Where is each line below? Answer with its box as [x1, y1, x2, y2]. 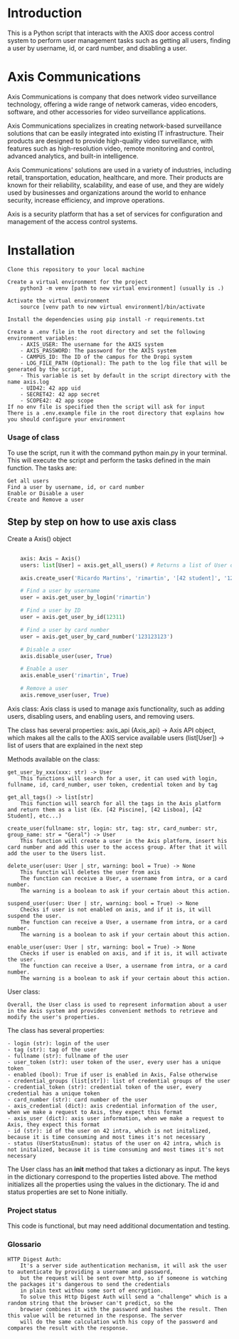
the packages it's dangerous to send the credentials [7, 1280, 171, 1288]
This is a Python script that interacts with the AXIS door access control [7, 29, 215, 37]
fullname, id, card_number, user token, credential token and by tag [7, 781, 218, 788]
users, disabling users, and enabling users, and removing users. [7, 712, 195, 720]
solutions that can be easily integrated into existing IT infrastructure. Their [7, 128, 224, 137]
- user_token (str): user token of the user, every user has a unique [7, 1058, 221, 1066]
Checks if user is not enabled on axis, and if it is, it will [20, 906, 212, 913]
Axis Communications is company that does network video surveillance [7, 92, 217, 101]
